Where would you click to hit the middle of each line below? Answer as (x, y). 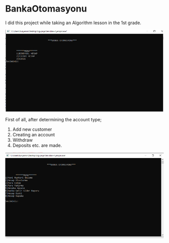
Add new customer (32, 129)
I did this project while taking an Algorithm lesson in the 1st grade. (73, 23)
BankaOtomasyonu (46, 9)
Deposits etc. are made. (37, 145)
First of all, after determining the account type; (54, 120)
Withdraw (23, 140)
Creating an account (34, 135)
